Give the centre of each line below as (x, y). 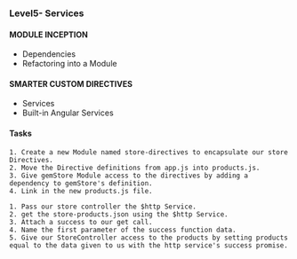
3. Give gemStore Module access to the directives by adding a (129, 176)
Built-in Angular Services (68, 113)
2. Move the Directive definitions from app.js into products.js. (135, 168)
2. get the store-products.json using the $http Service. (119, 214)
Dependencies (49, 54)
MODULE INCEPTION (49, 35)
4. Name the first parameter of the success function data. (123, 230)
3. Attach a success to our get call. (81, 222)
